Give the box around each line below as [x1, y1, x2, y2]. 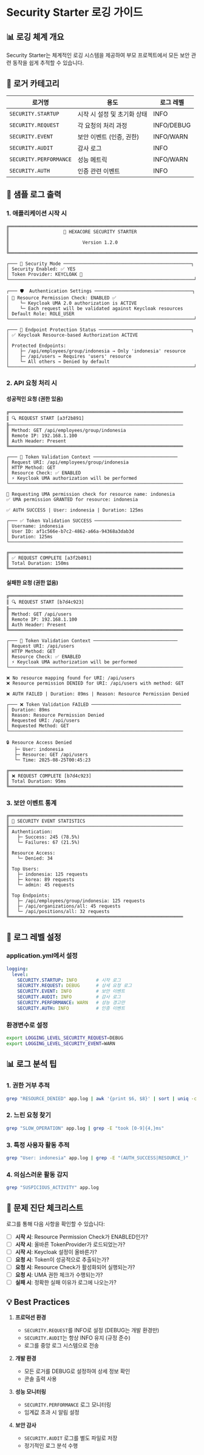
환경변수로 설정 [6, 1021, 49, 1029]
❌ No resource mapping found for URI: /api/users [6, 675, 135, 681]
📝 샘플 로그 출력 [6, 190, 62, 200]
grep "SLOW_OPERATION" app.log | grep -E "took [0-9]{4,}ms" [6, 1125, 165, 1131]
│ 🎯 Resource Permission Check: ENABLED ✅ [6, 295, 117, 301]
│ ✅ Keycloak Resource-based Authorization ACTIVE [6, 332, 138, 338]
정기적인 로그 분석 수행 [24, 1442, 78, 1449]
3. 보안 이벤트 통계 [6, 798, 57, 807]
